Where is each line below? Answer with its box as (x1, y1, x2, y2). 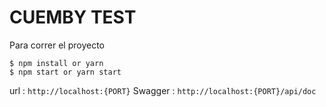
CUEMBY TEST (9, 6, 137, 29)
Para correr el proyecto (9, 39, 105, 51)
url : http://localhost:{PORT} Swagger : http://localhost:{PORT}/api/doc (9, 84, 317, 96)
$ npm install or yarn (9, 58, 104, 68)
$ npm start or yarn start (9, 67, 122, 77)
